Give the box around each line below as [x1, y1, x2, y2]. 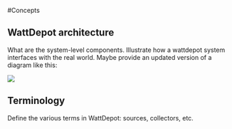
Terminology [7, 95, 65, 107]
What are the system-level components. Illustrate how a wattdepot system [7, 46, 226, 54]
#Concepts [7, 6, 41, 14]
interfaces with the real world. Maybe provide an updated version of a [7, 53, 212, 61]
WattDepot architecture [7, 26, 115, 38]
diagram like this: [7, 61, 58, 69]
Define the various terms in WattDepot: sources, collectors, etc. [7, 113, 194, 122]
